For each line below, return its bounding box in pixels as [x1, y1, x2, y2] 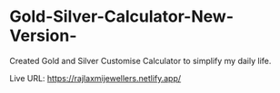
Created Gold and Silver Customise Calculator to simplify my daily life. [9, 55, 272, 66]
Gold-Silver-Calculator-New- [9, 6, 235, 27]
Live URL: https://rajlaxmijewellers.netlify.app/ [9, 72, 182, 83]
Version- [9, 25, 77, 46]
